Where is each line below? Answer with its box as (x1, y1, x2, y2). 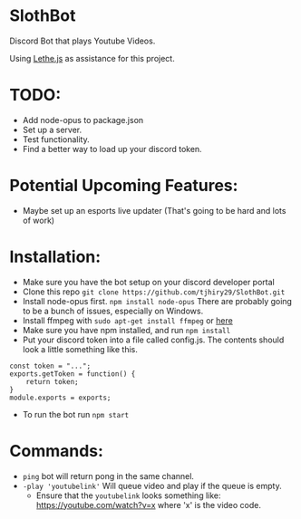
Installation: (9, 246, 102, 267)
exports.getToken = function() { (9, 369, 136, 379)
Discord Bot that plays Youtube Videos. (9, 35, 156, 46)
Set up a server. (22, 124, 83, 135)
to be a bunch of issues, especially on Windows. (22, 305, 204, 316)
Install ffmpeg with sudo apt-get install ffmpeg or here (22, 314, 233, 326)
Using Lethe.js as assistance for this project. (9, 53, 175, 63)
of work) (22, 215, 55, 226)
